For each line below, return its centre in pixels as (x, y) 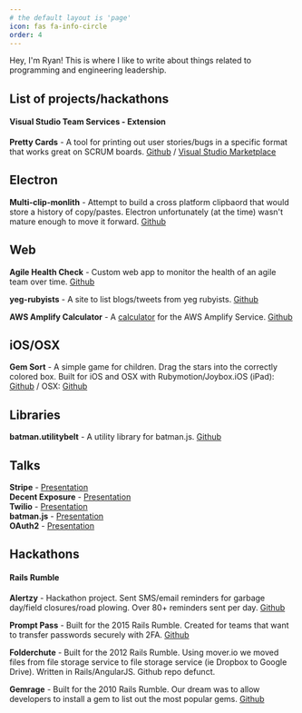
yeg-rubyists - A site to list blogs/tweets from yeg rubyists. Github (134, 299)
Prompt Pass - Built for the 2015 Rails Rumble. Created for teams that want (149, 625)
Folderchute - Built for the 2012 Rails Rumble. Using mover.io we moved (144, 652)
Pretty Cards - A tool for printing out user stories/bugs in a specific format (149, 142)
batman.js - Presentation (57, 516)
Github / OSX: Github (49, 386)
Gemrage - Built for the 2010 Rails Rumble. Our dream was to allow (135, 689)
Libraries (35, 415)
